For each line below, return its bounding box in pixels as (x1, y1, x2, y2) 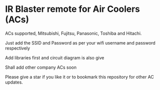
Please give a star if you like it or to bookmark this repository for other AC (5, 74, 154, 80)
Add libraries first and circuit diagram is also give (5, 54, 104, 60)
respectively (5, 45, 31, 51)
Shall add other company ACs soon (5, 64, 77, 70)
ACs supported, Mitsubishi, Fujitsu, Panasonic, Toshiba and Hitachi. (5, 30, 142, 36)
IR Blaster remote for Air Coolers (5, 3, 140, 15)
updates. (5, 79, 23, 85)
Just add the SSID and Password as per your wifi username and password (5, 40, 156, 45)
